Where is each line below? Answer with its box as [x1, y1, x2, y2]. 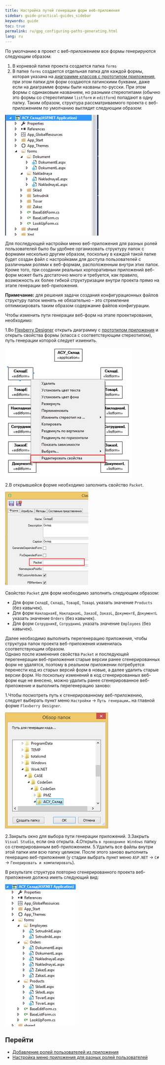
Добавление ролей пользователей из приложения [12, 1049, 119, 1055]
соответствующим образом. [5, 646, 66, 652]
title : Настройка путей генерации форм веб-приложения [5, 8, 120, 13]
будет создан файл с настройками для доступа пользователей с [5, 256, 141, 262]
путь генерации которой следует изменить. [5, 337, 97, 343]
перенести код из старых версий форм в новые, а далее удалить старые [5, 667, 159, 673]
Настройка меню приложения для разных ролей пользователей [12, 1054, 148, 1060]
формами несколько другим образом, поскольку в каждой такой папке [5, 251, 157, 257]
